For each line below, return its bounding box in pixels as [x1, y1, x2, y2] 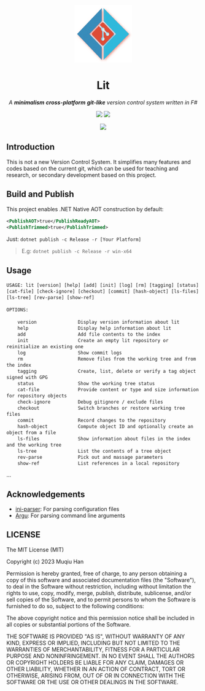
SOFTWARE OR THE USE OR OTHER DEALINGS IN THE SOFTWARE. [6, 678, 179, 685]
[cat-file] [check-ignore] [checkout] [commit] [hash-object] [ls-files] [6, 289, 199, 295]
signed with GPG [6, 375, 48, 381]
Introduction [6, 142, 55, 152]
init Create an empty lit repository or [17, 338, 169, 344]
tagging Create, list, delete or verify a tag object [17, 369, 196, 375]
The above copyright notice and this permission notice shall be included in [6, 614, 195, 622]
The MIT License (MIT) [6, 545, 64, 553]
